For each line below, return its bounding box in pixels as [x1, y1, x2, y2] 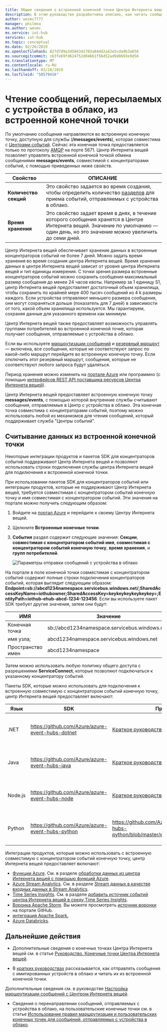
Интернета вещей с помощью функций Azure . [12, 875, 110, 881]
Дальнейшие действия [5, 932, 81, 940]
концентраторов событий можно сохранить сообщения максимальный [5, 274, 158, 280]
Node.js [7, 792, 26, 799]
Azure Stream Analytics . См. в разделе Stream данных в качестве [12, 881, 151, 887]
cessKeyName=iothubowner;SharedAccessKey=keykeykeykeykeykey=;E [5, 590, 162, 596]
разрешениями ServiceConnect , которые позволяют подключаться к [5, 667, 153, 674]
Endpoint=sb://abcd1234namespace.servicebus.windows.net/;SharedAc [5, 585, 161, 591]
